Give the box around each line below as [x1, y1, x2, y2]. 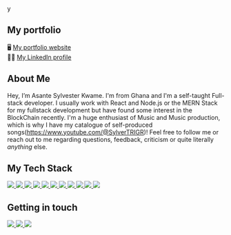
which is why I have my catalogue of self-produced [7, 121, 153, 129]
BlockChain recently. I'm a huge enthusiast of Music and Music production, [7, 113, 221, 121]
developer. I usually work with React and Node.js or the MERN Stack [23, 99, 218, 107]
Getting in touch [7, 201, 78, 213]
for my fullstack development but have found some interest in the [7, 105, 193, 114]
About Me [7, 73, 50, 85]
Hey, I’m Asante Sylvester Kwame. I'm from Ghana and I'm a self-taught [7, 91, 210, 99]
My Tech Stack [7, 163, 72, 174]
